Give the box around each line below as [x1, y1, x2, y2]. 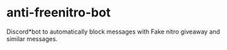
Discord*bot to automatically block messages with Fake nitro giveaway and [6, 27, 220, 36]
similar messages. [6, 34, 58, 42]
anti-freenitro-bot [6, 5, 111, 21]
